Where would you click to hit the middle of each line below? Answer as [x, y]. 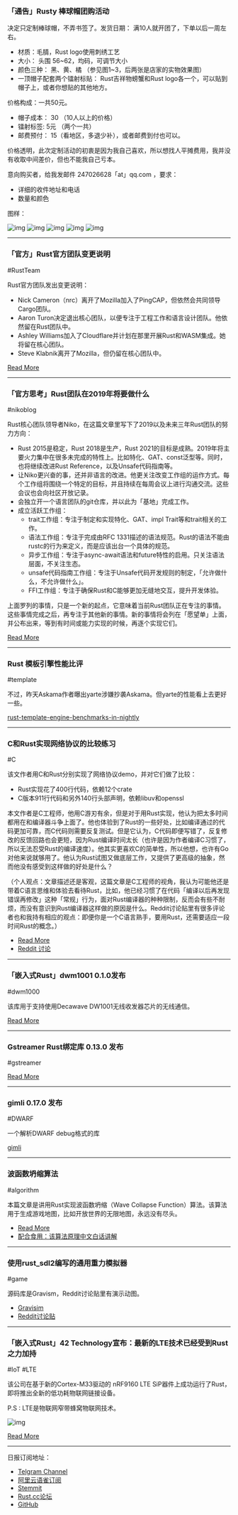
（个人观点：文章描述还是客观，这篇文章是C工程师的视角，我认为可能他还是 [118, 881]
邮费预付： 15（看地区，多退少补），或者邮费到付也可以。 [101, 136]
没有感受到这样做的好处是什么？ [66, 867]
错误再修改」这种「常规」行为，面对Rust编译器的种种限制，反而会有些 [110, 899]
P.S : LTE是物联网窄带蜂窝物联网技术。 [64, 1408]
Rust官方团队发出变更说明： [48, 285]
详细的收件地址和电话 [49, 190]
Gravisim [30, 1308]
